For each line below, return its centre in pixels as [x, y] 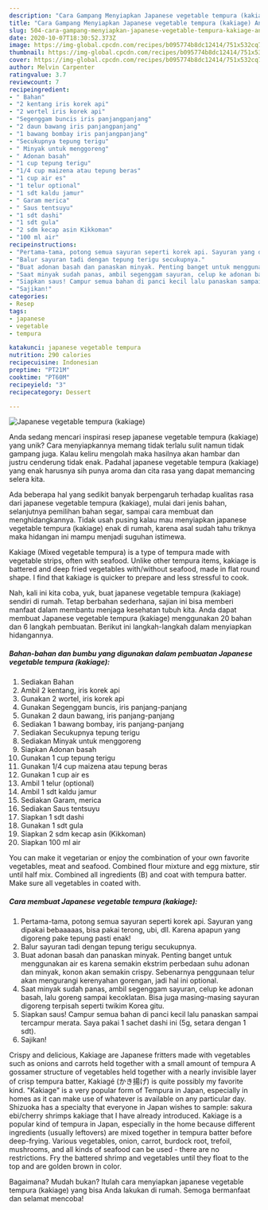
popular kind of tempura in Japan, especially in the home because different [132, 1124]
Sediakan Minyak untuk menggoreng [81, 741]
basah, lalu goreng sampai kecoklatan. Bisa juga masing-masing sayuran [140, 998]
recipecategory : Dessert [50, 392]
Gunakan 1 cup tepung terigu [68, 758]
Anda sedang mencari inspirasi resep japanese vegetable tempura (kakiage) [134, 437]
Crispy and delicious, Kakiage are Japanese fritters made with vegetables [130, 1055]
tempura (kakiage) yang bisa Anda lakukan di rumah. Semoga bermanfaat [130, 1190]
